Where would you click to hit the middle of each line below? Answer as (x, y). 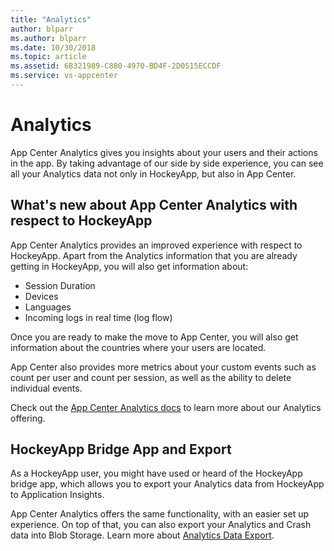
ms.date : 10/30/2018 (53, 47)
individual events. (46, 388)
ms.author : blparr (48, 38)
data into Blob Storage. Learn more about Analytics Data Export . (142, 535)
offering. (28, 418)
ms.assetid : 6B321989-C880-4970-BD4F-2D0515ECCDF (116, 66)
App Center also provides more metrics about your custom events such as (163, 367)
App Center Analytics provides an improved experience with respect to (156, 245)
